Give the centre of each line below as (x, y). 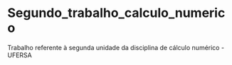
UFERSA (20, 55)
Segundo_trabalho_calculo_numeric (116, 13)
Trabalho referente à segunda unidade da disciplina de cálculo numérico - (116, 47)
